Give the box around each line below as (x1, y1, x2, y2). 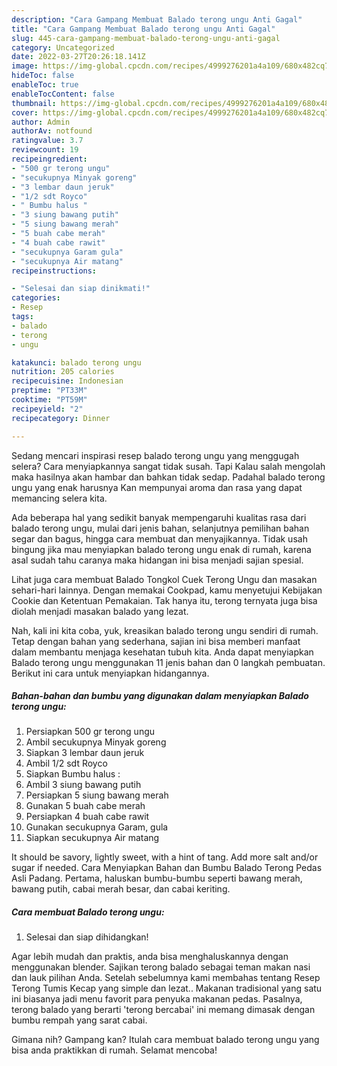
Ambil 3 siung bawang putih (25, 779, 142, 791)
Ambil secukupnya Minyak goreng (25, 736, 167, 748)
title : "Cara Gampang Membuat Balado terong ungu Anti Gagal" (11, 24, 276, 34)
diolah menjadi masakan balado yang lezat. (11, 605, 189, 617)
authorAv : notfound (11, 126, 93, 136)
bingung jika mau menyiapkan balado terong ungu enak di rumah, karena (11, 543, 312, 555)
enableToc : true (11, 80, 79, 90)
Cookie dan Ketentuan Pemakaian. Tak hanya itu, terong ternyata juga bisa (11, 594, 318, 606)
